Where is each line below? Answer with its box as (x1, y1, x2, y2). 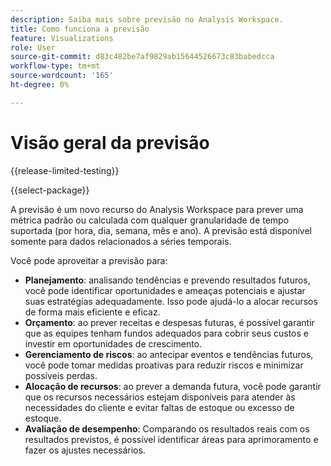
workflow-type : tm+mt (10, 61, 101, 71)
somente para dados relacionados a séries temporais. (10, 235, 232, 247)
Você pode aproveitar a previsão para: (10, 254, 168, 266)
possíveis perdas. (24, 369, 98, 381)
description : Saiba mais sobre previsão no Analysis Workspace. (10, 14, 284, 25)
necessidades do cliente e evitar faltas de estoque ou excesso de (24, 401, 295, 413)
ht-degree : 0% (10, 80, 70, 90)
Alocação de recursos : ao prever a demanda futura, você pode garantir (24, 380, 322, 392)
